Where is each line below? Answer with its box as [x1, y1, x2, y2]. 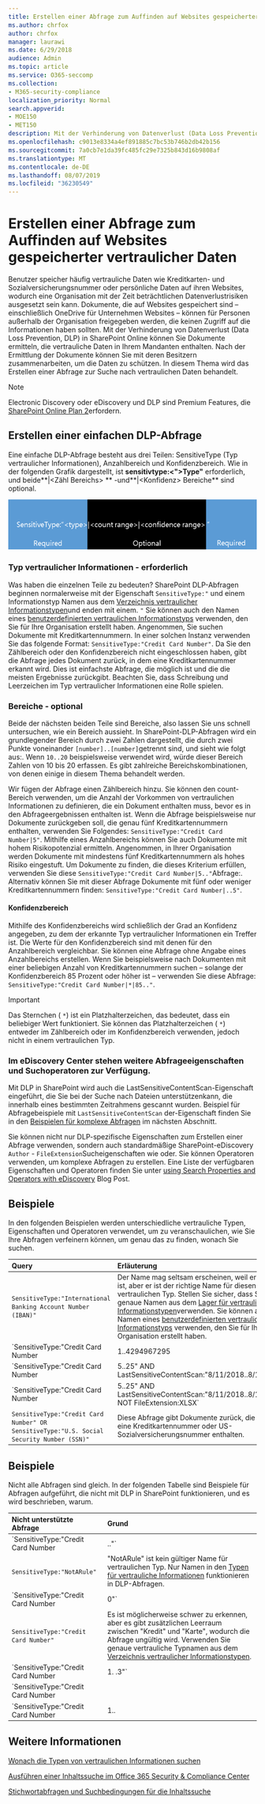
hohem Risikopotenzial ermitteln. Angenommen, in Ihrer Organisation [8, 843, 232, 852]
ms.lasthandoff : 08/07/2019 [8, 171, 101, 180]
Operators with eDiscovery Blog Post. [8, 1174, 130, 1184]
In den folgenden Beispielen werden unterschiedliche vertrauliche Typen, [8, 1218, 246, 1228]
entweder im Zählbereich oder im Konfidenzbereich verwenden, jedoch [8, 1027, 240, 1037]
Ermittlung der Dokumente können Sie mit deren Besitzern [8, 351, 197, 360]
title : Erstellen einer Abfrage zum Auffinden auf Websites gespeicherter [8, 13, 259, 21]
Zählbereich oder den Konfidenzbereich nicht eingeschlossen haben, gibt [8, 647, 247, 657]
